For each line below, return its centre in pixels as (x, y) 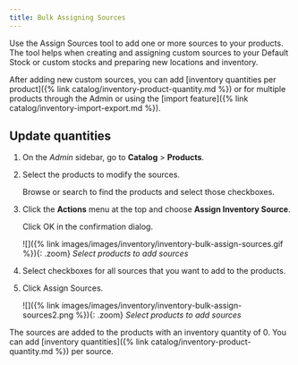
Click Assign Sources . (63, 288)
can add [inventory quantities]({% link (79, 342)
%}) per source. (84, 352)
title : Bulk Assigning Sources (68, 17)
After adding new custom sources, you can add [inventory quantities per (143, 79)
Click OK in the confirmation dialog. (88, 227)
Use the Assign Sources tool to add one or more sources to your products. (146, 43)
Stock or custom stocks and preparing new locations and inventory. (134, 62)
